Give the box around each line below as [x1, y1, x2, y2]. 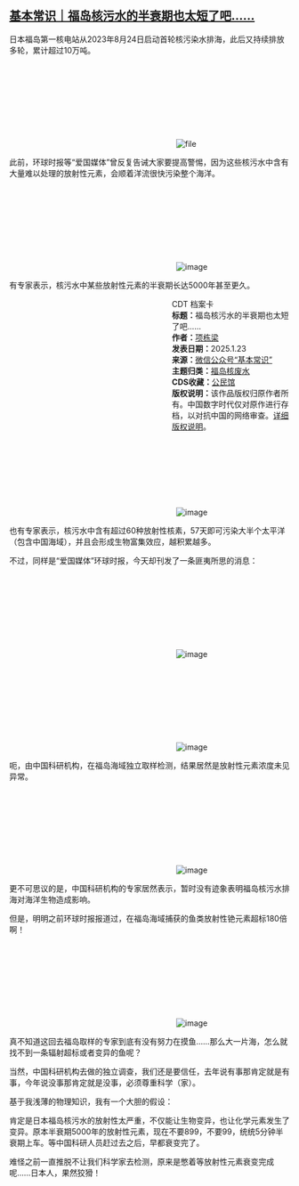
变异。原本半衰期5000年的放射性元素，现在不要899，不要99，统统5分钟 [9, 1125, 276, 1137]
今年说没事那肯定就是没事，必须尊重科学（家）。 [24, 1076, 200, 1088]
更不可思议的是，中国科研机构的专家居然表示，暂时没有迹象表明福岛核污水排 [9, 882, 290, 893]
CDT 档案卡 [172, 298, 214, 309]
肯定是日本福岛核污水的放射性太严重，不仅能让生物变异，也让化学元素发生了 [9, 1115, 290, 1125]
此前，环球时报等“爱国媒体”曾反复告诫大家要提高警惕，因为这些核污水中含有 [9, 157, 289, 167]
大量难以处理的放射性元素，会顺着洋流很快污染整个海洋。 [9, 167, 220, 178]
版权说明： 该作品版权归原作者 [172, 387, 282, 398]
